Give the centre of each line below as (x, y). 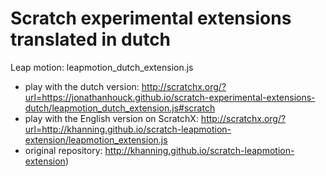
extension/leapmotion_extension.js (96, 139)
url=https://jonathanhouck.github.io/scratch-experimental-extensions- (170, 97)
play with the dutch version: (82, 86)
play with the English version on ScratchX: (111, 118)
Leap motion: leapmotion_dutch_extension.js (102, 67)
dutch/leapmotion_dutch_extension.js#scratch (120, 108)
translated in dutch (91, 39)
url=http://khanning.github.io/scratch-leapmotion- (128, 129)
